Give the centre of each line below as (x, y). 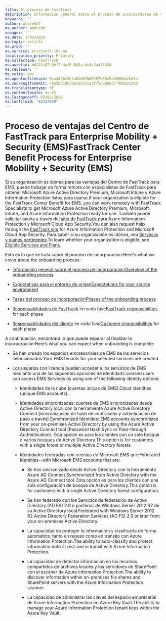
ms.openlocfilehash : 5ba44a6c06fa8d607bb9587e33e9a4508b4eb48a (72, 79)
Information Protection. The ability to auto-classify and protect (90, 541)
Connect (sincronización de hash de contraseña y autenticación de (88, 414)
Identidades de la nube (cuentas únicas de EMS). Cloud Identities (85, 388)
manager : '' (17, 33)
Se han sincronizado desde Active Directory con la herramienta (91, 470)
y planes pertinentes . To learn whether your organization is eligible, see (77, 240)
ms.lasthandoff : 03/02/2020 (34, 97)
